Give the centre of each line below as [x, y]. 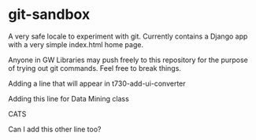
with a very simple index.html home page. [76, 44]
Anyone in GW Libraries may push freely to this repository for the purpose [128, 60]
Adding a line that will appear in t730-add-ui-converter [97, 83]
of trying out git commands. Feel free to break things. [95, 68]
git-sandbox [49, 15]
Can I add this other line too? [55, 129]
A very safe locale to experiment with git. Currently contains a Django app [128, 36]
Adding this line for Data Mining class [69, 98]
